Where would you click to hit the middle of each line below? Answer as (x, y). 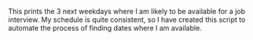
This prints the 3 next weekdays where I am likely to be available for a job (127, 11)
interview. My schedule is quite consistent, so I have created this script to (127, 20)
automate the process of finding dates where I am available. (105, 28)
